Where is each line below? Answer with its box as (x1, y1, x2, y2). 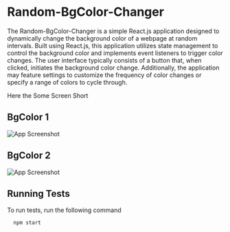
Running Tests (7, 187, 70, 200)
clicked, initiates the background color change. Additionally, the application (7, 63, 220, 72)
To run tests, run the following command (7, 206, 122, 214)
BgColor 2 (7, 149, 51, 162)
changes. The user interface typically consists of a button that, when (7, 56, 202, 64)
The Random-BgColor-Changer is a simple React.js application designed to (7, 27, 220, 35)
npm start (13, 220, 41, 226)
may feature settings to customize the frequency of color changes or (7, 70, 202, 79)
